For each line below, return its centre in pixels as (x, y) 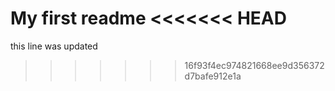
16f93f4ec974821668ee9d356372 (254, 65)
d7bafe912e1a (213, 76)
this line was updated (54, 46)
